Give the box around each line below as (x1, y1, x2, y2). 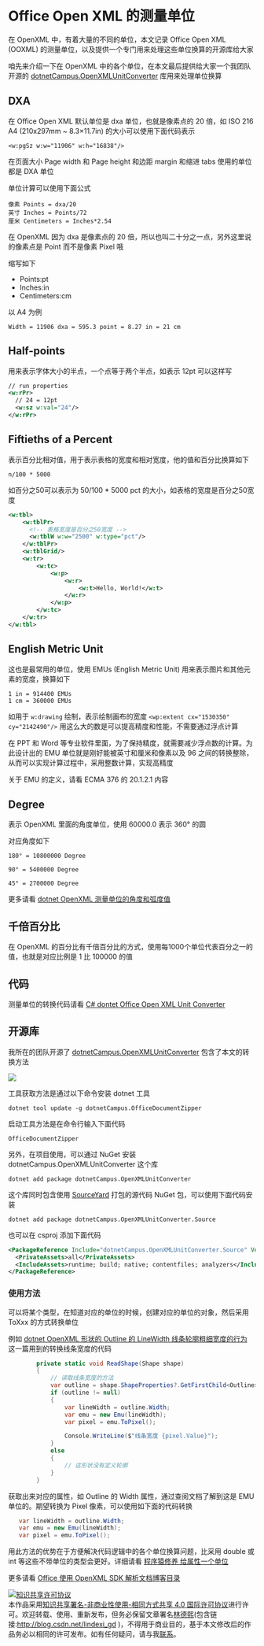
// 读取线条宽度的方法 (49, 1374, 114, 1382)
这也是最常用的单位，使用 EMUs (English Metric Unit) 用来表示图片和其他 (8, 664, 244, 674)
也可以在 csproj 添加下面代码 (8, 1230, 101, 1240)
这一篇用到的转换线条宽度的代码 (8, 1344, 112, 1353)
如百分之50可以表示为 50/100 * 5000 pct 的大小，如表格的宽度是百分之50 (8, 485, 247, 494)
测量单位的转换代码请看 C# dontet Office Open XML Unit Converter (8, 1000, 225, 1008)
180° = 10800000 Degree (8, 852, 86, 860)
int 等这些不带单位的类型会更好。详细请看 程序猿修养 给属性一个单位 (8, 1556, 229, 1566)
